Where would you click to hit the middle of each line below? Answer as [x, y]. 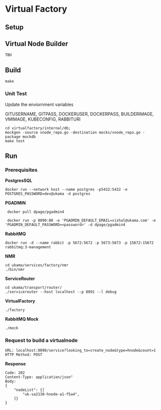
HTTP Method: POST [24, 355]
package [13, 137]
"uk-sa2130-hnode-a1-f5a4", [51, 394]
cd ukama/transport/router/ [34, 288]
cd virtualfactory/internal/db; [38, 128]
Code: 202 [15, 373]
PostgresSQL [19, 180]
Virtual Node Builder [37, 43]
